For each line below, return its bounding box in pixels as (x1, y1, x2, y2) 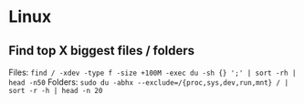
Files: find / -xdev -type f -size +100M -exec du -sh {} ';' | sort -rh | (8, 67, 297, 78)
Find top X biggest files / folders (8, 43, 195, 58)
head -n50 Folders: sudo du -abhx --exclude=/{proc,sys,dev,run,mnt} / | (8, 77, 289, 88)
